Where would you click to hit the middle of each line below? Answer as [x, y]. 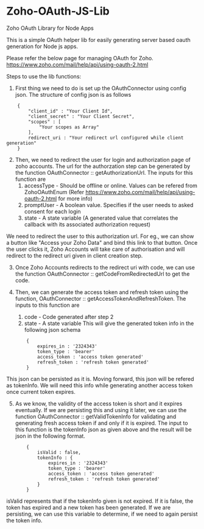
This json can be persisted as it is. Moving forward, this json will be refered [100, 379]
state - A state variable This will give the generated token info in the [109, 323]
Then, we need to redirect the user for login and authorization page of [103, 159]
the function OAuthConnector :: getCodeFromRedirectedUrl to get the [102, 274]
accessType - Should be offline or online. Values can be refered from [111, 185]
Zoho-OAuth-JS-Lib [58, 11]
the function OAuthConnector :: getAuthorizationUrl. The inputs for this [104, 172]
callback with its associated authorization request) [87, 224]
